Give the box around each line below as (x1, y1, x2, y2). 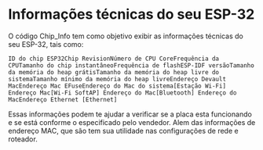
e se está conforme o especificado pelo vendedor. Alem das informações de (8, 117, 256, 127)
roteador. (8, 134, 38, 144)
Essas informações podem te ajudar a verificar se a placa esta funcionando (8, 109, 253, 119)
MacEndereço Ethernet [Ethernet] (8, 95, 118, 103)
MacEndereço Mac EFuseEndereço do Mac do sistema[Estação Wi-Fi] (8, 82, 226, 90)
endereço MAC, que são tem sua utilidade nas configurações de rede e (8, 126, 239, 135)
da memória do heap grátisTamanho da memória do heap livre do (8, 68, 220, 76)
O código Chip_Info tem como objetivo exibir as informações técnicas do (8, 31, 243, 41)
